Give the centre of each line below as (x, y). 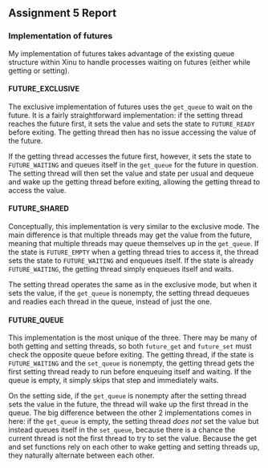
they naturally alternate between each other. (81, 455)
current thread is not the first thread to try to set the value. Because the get (132, 438)
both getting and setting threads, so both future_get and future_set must (130, 346)
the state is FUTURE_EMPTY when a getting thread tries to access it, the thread (134, 252)
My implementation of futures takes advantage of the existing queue (122, 53)
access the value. (37, 190)
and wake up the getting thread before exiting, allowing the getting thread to (134, 182)
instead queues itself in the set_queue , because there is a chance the (122, 430)
